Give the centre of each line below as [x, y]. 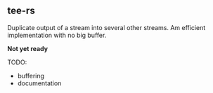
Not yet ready [28, 48]
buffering [31, 76]
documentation [39, 83]
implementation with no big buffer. [57, 35]
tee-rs [21, 11]
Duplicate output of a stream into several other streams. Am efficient [106, 27]
